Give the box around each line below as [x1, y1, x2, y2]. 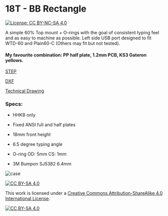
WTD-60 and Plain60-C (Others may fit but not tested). [5, 40, 120, 46]
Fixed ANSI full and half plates [12, 122, 76, 128]
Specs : [5, 100, 23, 107]
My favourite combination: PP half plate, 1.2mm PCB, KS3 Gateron [5, 51, 147, 58]
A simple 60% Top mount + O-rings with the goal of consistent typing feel [5, 29, 159, 35]
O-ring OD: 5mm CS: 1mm [12, 151, 67, 157]
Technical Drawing [5, 88, 45, 94]
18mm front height [12, 132, 51, 138]
